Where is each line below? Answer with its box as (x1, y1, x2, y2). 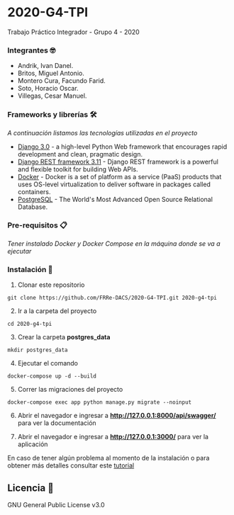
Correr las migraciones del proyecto (17, 385, 123, 394)
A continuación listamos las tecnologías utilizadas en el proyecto (7, 128, 198, 137)
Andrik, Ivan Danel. (17, 62, 74, 70)
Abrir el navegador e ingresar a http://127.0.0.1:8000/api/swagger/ (17, 412, 216, 420)
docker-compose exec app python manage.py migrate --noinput (7, 399, 192, 406)
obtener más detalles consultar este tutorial (7, 461, 135, 470)
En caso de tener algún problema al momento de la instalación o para (7, 454, 210, 463)
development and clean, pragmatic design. (17, 149, 143, 158)
